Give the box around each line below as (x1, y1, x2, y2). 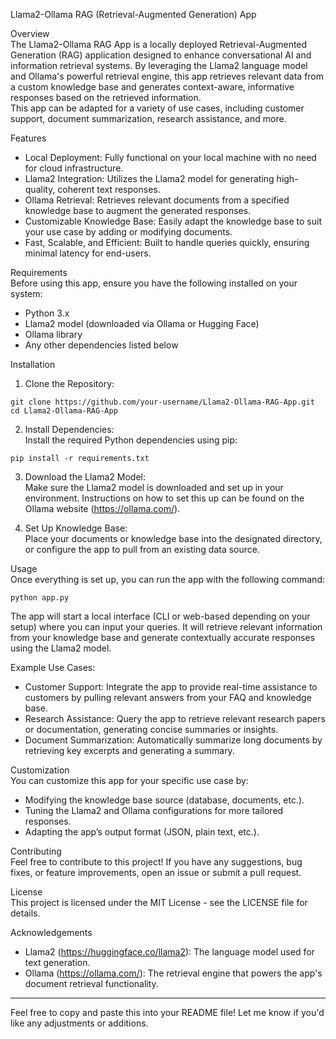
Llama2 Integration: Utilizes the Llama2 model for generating (24, 173, 275, 184)
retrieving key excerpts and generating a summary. (24, 745, 235, 756)
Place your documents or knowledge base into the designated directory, (24, 533, 323, 544)
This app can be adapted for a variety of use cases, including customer (10, 102, 305, 114)
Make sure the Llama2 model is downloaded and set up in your (24, 482, 284, 493)
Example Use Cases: (10, 662, 96, 673)
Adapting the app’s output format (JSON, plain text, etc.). (24, 826, 260, 838)
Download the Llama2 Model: (24, 471, 146, 483)
